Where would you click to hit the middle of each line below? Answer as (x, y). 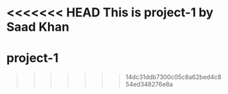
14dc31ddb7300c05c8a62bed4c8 (174, 77)
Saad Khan (38, 27)
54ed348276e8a (149, 84)
